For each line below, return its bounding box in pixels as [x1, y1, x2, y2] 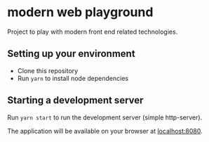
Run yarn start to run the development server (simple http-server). [7, 113, 203, 122]
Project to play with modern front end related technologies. [7, 27, 178, 36]
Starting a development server [7, 94, 144, 106]
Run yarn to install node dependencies [17, 74, 128, 82]
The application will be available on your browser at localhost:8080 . [7, 127, 203, 135]
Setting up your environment [7, 48, 135, 60]
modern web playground [7, 4, 154, 20]
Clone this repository [17, 66, 79, 75]
